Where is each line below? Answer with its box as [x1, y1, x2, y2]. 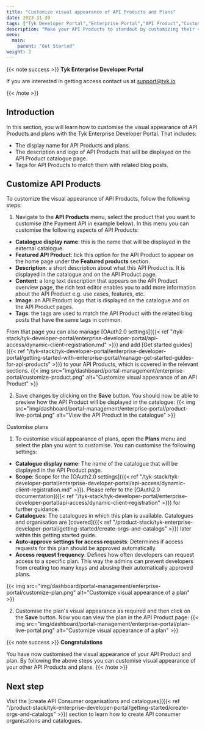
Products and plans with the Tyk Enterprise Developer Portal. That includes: [6, 130, 197, 137]
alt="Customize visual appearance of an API [86, 374, 197, 381]
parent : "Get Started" [17, 43, 75, 50]
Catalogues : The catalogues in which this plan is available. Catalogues [15, 512, 193, 520]
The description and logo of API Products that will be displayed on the [15, 148, 191, 155]
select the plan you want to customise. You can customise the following [15, 442, 195, 449]
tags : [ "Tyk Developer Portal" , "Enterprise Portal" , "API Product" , [6, 20, 182, 26]
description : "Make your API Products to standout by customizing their [6, 26, 195, 32]
